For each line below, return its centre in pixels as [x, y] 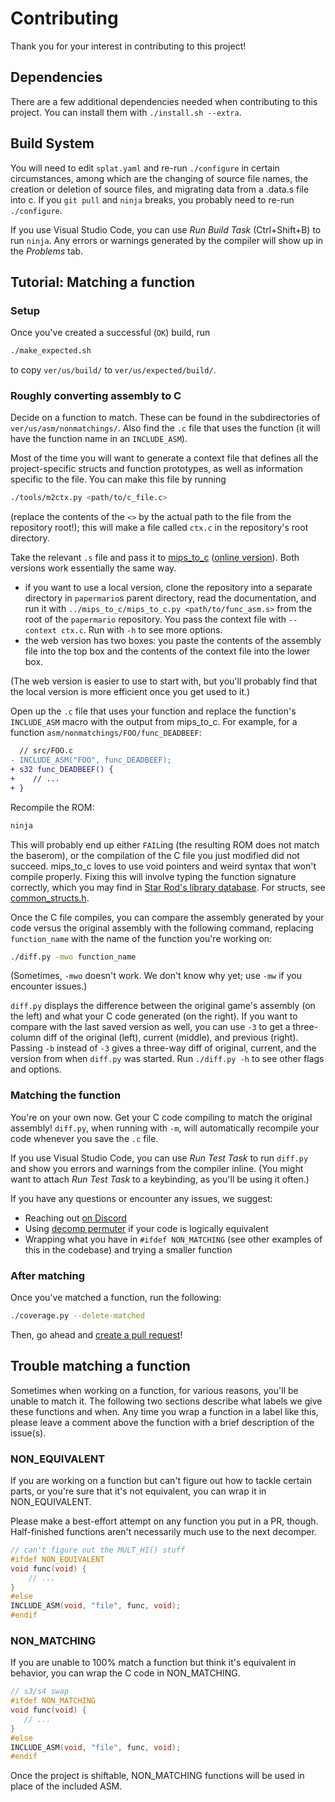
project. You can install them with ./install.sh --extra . [126, 112]
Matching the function [66, 1095]
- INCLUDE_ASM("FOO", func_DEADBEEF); [91, 760]
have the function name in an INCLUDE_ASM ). [99, 439]
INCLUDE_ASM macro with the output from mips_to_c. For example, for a [154, 722]
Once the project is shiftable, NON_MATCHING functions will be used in [157, 1776]
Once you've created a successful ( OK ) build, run [110, 333]
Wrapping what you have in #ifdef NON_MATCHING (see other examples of [173, 1239]
